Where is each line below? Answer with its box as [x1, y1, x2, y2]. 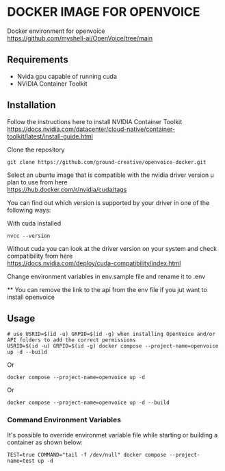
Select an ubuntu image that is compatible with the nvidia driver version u [7, 171, 214, 179]
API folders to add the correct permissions [7, 337, 136, 343]
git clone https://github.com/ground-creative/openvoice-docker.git [7, 158, 207, 165]
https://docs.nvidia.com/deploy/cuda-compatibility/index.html [7, 258, 181, 267]
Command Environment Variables [7, 415, 122, 425]
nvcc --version [7, 232, 51, 239]
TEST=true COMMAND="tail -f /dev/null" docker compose [7, 451, 167, 458]
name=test [7, 457, 36, 464]
